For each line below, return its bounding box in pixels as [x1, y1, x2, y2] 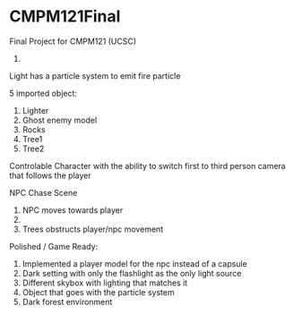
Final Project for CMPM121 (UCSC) [9, 36, 137, 47]
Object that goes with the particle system [22, 286, 175, 297]
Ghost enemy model [22, 115, 98, 125]
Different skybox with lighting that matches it [22, 277, 188, 288]
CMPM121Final [9, 6, 121, 27]
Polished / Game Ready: [9, 241, 99, 251]
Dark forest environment [22, 296, 113, 307]
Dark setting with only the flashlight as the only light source [22, 267, 242, 278]
